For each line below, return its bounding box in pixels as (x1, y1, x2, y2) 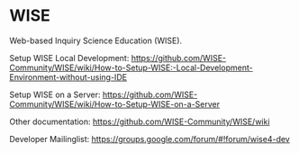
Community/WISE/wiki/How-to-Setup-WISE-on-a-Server (9, 98, 221, 109)
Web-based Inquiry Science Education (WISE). (9, 35, 183, 46)
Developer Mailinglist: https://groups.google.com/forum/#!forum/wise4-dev (9, 133, 290, 144)
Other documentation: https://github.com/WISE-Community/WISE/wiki (9, 116, 270, 127)
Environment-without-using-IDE (9, 71, 128, 82)
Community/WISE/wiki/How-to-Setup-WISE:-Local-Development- (9, 62, 254, 73)
